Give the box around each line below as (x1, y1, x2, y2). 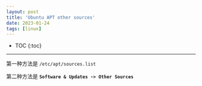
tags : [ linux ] (6, 25, 42, 32)
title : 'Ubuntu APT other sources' (6, 14, 96, 20)
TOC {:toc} (14, 42, 42, 49)
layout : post (6, 8, 39, 15)
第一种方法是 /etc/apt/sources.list (6, 60, 96, 67)
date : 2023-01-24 (6, 20, 50, 26)
